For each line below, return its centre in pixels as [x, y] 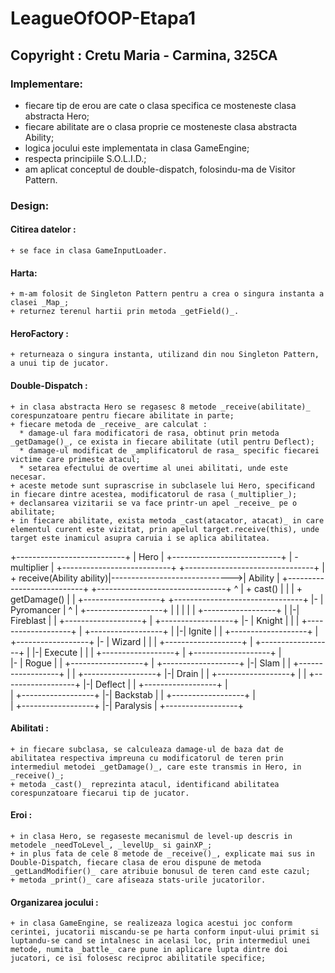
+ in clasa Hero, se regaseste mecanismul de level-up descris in [151, 837]
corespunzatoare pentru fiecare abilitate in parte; [122, 415]
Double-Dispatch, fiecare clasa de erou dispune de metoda [136, 863]
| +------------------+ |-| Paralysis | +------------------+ [127, 705]
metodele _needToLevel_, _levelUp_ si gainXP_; [111, 845]
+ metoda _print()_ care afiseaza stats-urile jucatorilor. [138, 880]
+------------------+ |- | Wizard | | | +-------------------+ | [131, 641]
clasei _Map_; [40, 303]
